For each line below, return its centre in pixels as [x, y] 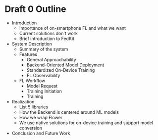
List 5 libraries [33, 107]
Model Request [42, 86]
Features [28, 54]
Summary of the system [44, 49]
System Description [32, 44]
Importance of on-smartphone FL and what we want [73, 28]
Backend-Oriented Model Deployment [65, 65]
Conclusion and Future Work [41, 133]
